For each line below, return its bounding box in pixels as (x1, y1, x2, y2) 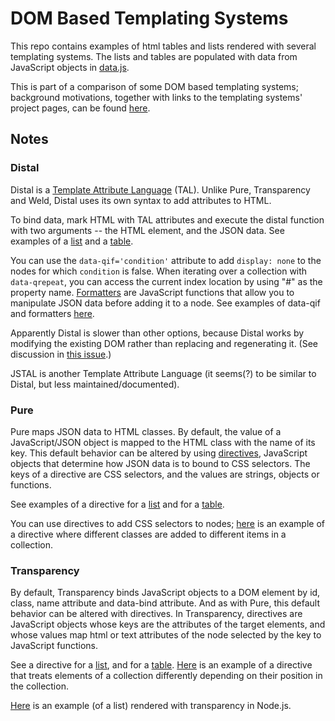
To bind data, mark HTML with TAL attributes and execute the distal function (10, 213, 325, 226)
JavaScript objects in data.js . (10, 61, 130, 73)
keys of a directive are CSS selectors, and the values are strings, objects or (10, 468, 320, 480)
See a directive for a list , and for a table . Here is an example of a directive (10, 659, 313, 671)
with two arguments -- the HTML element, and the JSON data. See (10, 224, 285, 236)
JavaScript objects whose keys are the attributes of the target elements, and (10, 618, 326, 631)
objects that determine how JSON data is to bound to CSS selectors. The (10, 457, 311, 469)
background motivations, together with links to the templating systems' (10, 91, 303, 103)
